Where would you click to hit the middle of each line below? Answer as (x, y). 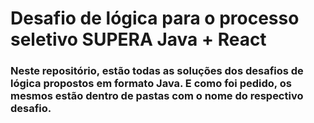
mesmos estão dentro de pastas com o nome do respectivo (157, 96)
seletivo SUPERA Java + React (138, 39)
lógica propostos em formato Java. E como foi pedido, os (151, 84)
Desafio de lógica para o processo (155, 18)
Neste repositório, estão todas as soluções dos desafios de (157, 71)
